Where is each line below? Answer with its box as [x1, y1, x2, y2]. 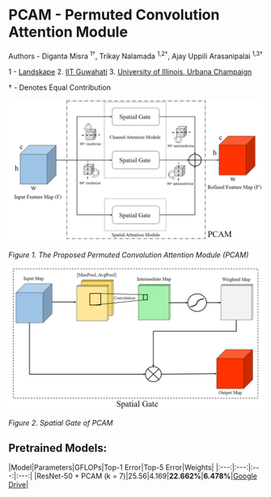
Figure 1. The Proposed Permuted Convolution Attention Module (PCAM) [8, 250, 249, 260]
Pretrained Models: [8, 441, 108, 455]
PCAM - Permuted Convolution [8, 6, 220, 24]
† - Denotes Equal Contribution [8, 83, 112, 92]
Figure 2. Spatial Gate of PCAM [8, 418, 113, 427]
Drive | [8, 480, 29, 490]
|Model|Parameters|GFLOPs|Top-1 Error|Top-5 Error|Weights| [8, 463, 214, 473]
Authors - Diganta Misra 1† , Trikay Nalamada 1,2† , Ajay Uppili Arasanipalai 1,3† [8, 49, 263, 61]
